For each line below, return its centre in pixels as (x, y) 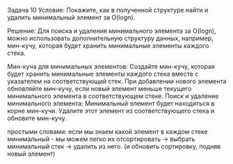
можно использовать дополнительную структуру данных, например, (110, 38)
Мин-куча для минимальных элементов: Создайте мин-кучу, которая (111, 66)
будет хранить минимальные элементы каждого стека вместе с (103, 74)
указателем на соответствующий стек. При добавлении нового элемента (117, 81)
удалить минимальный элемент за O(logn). (71, 17)
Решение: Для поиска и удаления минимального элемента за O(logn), (112, 31)
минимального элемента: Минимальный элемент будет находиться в (111, 103)
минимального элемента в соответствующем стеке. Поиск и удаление (113, 96)
